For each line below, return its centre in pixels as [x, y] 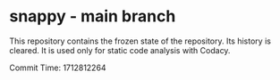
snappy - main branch [93, 16]
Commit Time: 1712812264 [58, 68]
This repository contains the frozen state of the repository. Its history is [140, 41]
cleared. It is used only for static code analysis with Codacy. [120, 50]
